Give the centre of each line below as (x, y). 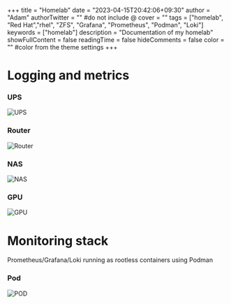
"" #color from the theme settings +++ (62, 47)
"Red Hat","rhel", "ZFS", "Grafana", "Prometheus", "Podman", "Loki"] (105, 25)
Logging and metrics (68, 75)
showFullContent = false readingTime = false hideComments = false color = (116, 40)
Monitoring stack (58, 241)
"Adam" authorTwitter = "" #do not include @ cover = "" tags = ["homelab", (115, 17)
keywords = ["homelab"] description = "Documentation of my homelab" (110, 32)
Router (19, 131)
